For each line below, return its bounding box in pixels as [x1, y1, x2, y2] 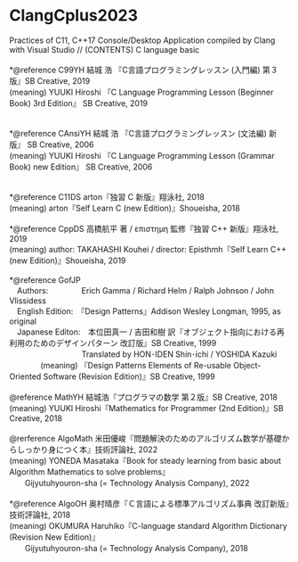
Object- [232, 360, 262, 370]
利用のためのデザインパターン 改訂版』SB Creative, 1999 [9, 337, 217, 348]
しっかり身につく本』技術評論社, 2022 [16, 443, 158, 455]
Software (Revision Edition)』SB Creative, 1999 [43, 371, 215, 382]
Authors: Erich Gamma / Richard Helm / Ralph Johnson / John [16, 285, 274, 295]
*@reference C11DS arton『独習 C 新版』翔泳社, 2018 [9, 191, 205, 202]
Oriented [9, 371, 42, 382]
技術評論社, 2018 [9, 509, 71, 520]
